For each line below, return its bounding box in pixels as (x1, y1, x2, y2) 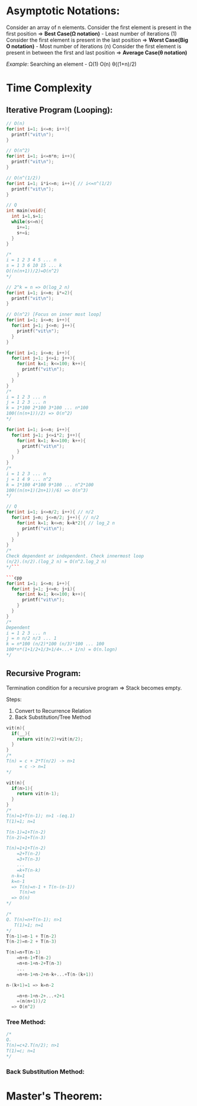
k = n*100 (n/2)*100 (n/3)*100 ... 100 (6, 641, 105, 647)
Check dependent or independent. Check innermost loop (6, 553, 144, 559)
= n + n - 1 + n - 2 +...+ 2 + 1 (17, 993, 65, 999)
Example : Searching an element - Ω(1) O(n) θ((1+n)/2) (6, 60, 137, 68)
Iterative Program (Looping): (6, 105, 113, 115)
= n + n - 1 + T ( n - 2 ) (17, 955, 51, 961)
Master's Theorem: (6, 1089, 102, 1102)
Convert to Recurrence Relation (14, 707, 92, 714)
